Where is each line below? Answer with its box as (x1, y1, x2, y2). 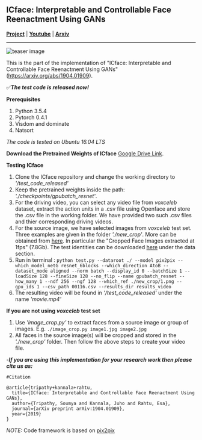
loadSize (14, 273, 37, 279)
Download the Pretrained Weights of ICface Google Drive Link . (6, 150, 164, 157)
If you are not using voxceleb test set (6, 307, 100, 314)
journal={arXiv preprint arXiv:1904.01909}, (11, 406, 125, 412)
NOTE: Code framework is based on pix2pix (6, 427, 115, 434)
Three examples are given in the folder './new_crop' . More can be (14, 231, 177, 238)
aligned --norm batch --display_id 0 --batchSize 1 (50, 268, 182, 274)
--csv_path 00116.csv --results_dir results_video (41, 284, 172, 290)
